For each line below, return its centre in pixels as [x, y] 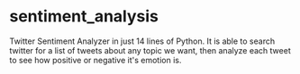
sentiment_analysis [84, 16]
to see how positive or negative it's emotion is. [95, 60]
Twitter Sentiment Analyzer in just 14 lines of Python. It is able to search [142, 41]
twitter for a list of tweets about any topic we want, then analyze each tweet [150, 50]
